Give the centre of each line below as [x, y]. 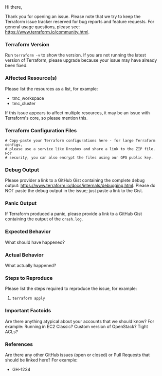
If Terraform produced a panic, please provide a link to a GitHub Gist [73, 214]
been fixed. [16, 66]
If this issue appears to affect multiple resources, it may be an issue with [78, 113]
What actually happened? [31, 266]
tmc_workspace [28, 98]
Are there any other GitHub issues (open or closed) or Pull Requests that [77, 355]
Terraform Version [27, 44]
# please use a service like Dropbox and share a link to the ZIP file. [80, 149]
